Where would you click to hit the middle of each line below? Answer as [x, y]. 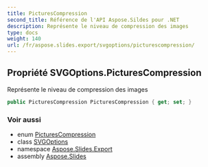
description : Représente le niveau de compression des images [98, 26]
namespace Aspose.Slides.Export [65, 149]
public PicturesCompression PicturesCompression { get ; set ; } [100, 102]
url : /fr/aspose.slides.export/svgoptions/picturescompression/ [101, 45]
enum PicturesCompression [56, 134]
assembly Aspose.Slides [52, 156]
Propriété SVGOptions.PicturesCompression [104, 73]
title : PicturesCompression [47, 13]
